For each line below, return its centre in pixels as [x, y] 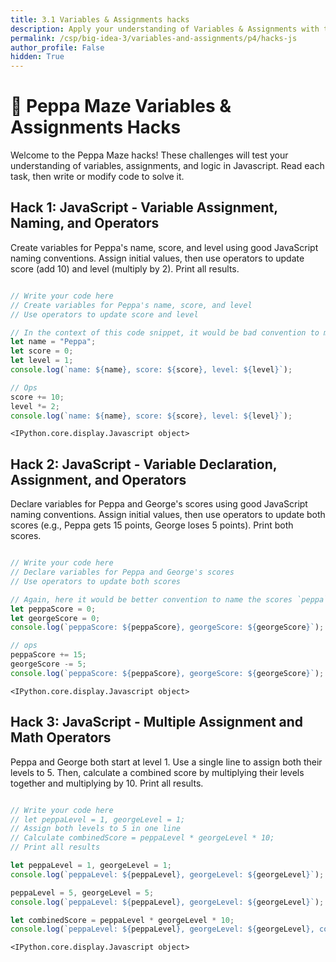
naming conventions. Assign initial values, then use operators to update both [168, 515]
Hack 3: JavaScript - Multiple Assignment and [157, 722]
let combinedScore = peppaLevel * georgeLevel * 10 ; [122, 920]
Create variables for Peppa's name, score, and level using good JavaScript [164, 247]
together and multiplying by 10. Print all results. [107, 783]
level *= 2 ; [35, 406]
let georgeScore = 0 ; [55, 618]
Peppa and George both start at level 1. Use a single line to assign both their [166, 762]
